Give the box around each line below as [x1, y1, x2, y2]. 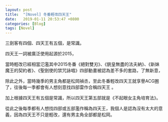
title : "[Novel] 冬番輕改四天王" [5, 12, 72, 17]
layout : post [5, 7, 32, 12]
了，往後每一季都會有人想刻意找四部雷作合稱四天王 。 [5, 84, 116, 90]
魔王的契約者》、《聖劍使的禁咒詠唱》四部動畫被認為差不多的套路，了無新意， [5, 68, 163, 74]
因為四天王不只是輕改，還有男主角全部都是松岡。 [13, 112, 115, 118]
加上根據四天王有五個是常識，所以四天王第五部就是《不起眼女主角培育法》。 [5, 95, 161, 101]
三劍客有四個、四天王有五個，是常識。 [5, 40, 84, 46]
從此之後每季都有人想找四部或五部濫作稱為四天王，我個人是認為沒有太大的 [5, 106, 158, 112]
